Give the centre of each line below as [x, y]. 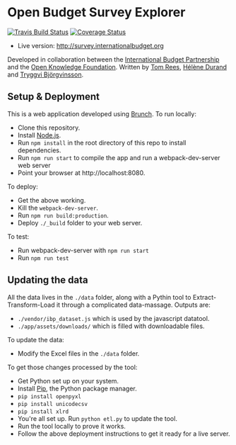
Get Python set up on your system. [68, 381]
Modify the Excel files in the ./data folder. [78, 353]
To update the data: [36, 339]
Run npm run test [43, 258]
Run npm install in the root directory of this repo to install [102, 142]
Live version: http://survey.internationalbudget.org [90, 45]
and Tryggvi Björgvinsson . [45, 74]
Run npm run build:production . [63, 215]
